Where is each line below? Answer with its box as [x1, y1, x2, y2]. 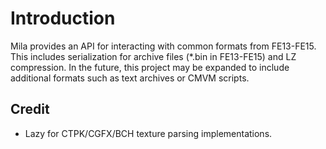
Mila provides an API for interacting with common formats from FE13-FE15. [10, 40, 317, 52]
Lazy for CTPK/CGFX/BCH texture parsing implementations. [24, 127, 273, 139]
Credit [10, 101, 50, 118]
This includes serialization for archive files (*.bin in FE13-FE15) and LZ [10, 50, 297, 62]
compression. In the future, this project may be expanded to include [10, 61, 290, 73]
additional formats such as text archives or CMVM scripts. [10, 72, 250, 84]
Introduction [10, 7, 116, 30]
